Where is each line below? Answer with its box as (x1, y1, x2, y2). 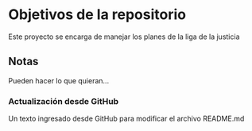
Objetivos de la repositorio (8, 6, 187, 24)
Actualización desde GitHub (8, 95, 119, 106)
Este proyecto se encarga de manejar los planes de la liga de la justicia (8, 32, 240, 41)
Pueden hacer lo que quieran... (8, 75, 110, 85)
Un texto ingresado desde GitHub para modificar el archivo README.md (8, 114, 245, 124)
